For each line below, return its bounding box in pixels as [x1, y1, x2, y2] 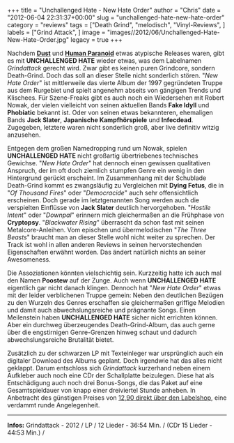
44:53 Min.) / [7, 428, 45, 437]
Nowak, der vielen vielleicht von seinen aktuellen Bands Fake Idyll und [7, 101, 210, 109]
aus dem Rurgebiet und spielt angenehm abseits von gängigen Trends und [7, 87, 221, 94]
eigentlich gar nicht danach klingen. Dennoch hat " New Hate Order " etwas [7, 284, 221, 292]
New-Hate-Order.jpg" [7, 36, 70, 44]
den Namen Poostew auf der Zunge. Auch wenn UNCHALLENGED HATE [7, 276, 217, 285]
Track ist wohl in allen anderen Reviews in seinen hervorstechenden [7, 241, 203, 248]
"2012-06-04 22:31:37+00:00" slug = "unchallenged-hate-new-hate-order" [7, 13, 225, 22]
